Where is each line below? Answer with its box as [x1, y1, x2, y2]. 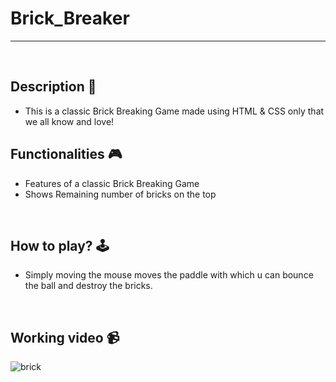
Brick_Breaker [10, 7, 130, 30]
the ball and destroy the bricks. [24, 280, 153, 292]
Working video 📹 [10, 329, 120, 346]
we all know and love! [24, 115, 115, 127]
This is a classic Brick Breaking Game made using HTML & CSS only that [24, 105, 325, 117]
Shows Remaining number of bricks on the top [24, 188, 217, 200]
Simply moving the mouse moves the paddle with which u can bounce [24, 269, 314, 281]
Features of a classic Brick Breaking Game [24, 177, 200, 189]
